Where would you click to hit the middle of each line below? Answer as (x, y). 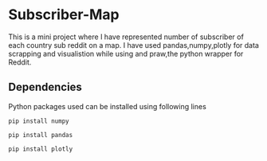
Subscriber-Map (64, 15)
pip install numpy (39, 121)
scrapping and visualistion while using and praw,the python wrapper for (126, 53)
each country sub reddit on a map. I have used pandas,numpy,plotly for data (133, 45)
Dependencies (45, 87)
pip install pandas (41, 135)
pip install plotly (41, 149)
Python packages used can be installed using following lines (108, 106)
